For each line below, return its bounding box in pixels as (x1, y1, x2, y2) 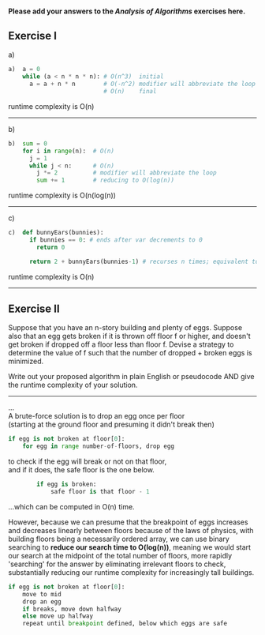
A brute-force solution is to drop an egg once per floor (8, 411, 185, 421)
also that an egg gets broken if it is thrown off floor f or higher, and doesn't (8, 332, 251, 341)
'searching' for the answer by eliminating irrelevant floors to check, (8, 559, 226, 569)
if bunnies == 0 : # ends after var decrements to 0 (28, 236, 203, 244)
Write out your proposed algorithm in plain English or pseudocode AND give (8, 372, 255, 381)
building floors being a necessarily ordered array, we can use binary (8, 534, 230, 543)
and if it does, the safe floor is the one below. (8, 465, 155, 475)
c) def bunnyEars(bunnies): (8, 229, 104, 237)
